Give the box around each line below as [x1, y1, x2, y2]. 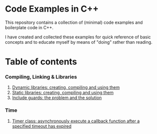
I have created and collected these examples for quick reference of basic [5, 34, 151, 40]
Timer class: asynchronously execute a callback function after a [12, 118, 140, 124]
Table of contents [5, 56, 78, 67]
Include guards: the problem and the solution [12, 95, 102, 100]
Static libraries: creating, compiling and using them [12, 90, 114, 96]
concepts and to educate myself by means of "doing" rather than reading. [5, 39, 153, 45]
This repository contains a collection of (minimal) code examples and [5, 19, 143, 25]
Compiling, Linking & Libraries [5, 74, 78, 81]
